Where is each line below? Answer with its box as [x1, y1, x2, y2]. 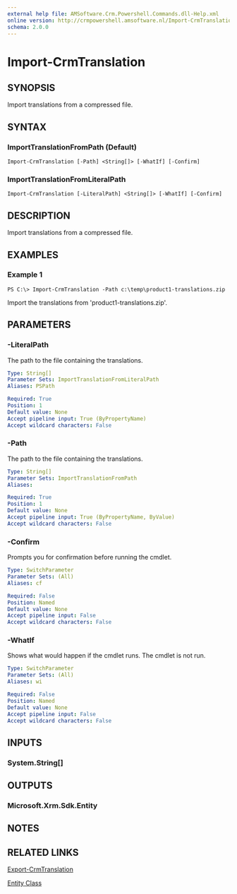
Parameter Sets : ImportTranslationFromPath [7, 474, 138, 482]
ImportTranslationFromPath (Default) [7, 142, 138, 152]
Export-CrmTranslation [7, 865, 74, 874]
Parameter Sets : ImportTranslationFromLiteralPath [7, 376, 159, 383]
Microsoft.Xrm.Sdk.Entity [7, 801, 98, 811]
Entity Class [7, 879, 42, 888]
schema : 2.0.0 [7, 23, 49, 30]
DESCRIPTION [7, 210, 71, 222]
